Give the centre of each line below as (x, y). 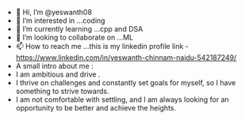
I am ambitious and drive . (58, 74)
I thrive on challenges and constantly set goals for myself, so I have (126, 82)
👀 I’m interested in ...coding (60, 21)
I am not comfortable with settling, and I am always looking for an (122, 99)
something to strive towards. (62, 91)
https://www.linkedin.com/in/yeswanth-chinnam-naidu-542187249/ (126, 58)
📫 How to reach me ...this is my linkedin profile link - (102, 46)
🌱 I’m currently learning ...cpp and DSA (79, 29)
